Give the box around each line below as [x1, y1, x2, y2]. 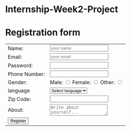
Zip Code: [8, 95, 31, 103]
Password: [8, 62, 33, 69]
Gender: [8, 79, 27, 86]
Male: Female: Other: [50, 79, 115, 86]
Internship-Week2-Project [5, 4, 118, 15]
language [8, 87, 30, 94]
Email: [8, 53, 22, 60]
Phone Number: [8, 70, 46, 77]
